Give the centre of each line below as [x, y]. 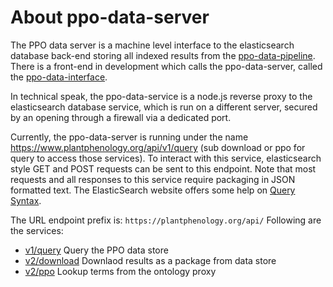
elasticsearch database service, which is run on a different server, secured [164, 107]
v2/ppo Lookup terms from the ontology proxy [120, 271]
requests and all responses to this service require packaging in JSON [153, 179]
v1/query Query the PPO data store [96, 250]
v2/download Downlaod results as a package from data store [150, 260]
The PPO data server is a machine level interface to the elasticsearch [152, 45]
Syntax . [26, 200]
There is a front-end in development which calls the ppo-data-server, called [166, 66]
